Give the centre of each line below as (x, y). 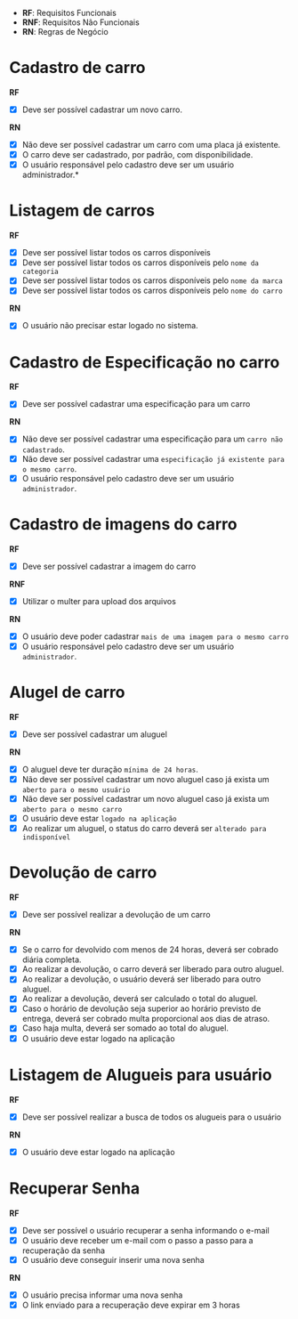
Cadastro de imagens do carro (123, 524)
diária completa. (52, 959)
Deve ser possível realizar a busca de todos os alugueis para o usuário (152, 1117)
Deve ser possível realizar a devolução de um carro (116, 915)
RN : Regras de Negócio (65, 32)
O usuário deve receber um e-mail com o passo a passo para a (137, 1240)
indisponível (46, 838)
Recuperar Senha (75, 1188)
